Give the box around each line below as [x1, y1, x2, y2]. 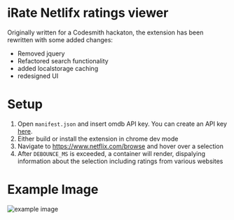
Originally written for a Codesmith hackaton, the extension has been [7, 28, 204, 37]
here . [17, 127, 33, 135]
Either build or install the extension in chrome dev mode [17, 134, 179, 143]
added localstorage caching [17, 64, 99, 72]
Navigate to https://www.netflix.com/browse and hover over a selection [17, 142, 224, 150]
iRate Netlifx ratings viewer [7, 5, 169, 21]
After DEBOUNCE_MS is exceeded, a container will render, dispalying [17, 149, 205, 157]
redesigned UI [17, 72, 59, 80]
